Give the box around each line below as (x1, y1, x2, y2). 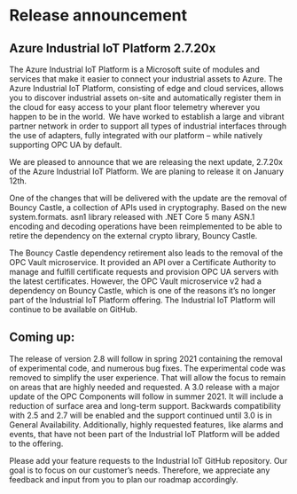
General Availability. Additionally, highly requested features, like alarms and (9, 419, 284, 430)
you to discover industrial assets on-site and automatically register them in (9, 92, 282, 103)
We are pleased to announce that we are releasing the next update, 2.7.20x (9, 157, 284, 167)
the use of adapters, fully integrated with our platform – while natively (9, 130, 263, 140)
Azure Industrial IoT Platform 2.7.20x (9, 41, 216, 56)
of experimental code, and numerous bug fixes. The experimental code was (9, 363, 286, 373)
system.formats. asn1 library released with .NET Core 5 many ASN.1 (9, 212, 255, 222)
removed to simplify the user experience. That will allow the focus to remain (9, 372, 286, 382)
